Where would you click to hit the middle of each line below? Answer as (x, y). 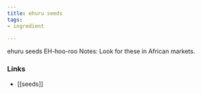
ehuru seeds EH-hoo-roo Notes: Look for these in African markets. (101, 51)
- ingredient (26, 26)
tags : (15, 20)
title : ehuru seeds (35, 13)
